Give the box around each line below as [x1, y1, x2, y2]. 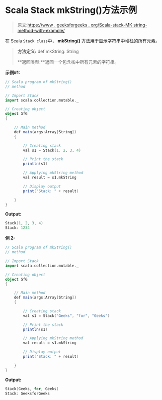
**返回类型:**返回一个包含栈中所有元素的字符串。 [17, 59, 119, 65]
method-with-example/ [17, 27, 65, 33]
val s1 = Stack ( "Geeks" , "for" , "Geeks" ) [23, 313, 110, 318]
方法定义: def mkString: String [17, 48, 79, 54]
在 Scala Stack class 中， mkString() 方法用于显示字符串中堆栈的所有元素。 [5, 38, 160, 44]
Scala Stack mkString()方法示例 [5, 4, 137, 16]
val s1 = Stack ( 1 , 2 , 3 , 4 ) [23, 148, 81, 153]
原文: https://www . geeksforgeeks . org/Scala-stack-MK [17, 22, 133, 28]
